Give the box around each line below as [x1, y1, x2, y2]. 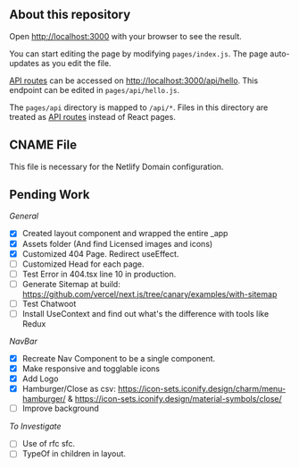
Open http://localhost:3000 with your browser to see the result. [9, 30, 243, 41]
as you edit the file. [41, 57, 112, 68]
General [9, 210, 38, 222]
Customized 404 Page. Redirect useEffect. [21, 248, 179, 259]
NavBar [9, 336, 37, 346]
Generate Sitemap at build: [21, 278, 120, 289]
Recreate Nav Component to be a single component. [21, 353, 216, 363]
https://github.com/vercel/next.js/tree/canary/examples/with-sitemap [21, 288, 278, 299]
